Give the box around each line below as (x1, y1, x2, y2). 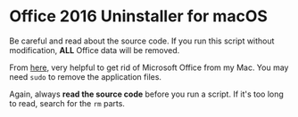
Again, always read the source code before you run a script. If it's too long (9, 89, 284, 99)
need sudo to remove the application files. (9, 71, 162, 82)
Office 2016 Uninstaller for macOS (9, 6, 268, 27)
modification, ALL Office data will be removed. (9, 44, 180, 55)
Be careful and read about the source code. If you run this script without (9, 35, 275, 46)
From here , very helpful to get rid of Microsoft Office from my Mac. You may (9, 62, 289, 73)
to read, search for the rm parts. (9, 97, 125, 108)
